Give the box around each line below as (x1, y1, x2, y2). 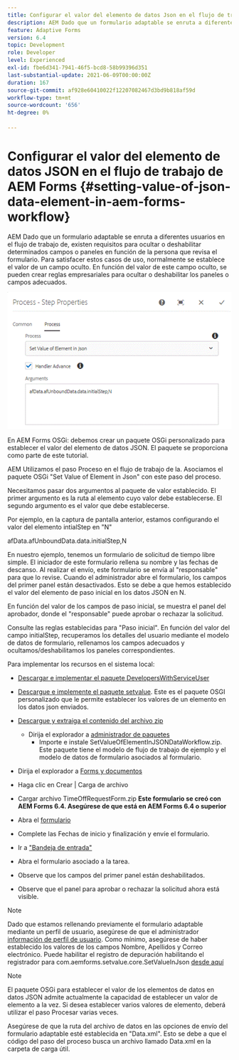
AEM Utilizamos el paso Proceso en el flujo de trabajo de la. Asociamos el (7, 464, 223, 473)
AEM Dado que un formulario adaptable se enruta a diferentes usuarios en (7, 232, 225, 241)
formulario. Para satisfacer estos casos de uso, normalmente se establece (7, 255, 225, 264)
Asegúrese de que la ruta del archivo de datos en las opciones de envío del (7, 1022, 228, 1030)
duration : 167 (7, 79, 50, 86)
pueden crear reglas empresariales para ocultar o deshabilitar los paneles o (7, 270, 229, 279)
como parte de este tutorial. (7, 451, 89, 459)
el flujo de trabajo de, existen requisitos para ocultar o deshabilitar (7, 239, 201, 249)
